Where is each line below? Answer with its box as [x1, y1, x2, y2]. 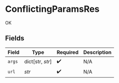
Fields [5, 34, 25, 42]
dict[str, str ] [24, 58, 52, 65]
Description [83, 48, 112, 55]
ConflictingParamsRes [5, 3, 100, 15]
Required [57, 48, 79, 55]
